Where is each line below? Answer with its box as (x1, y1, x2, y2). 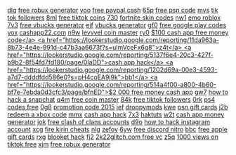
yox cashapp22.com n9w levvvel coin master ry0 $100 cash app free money (7, 28, 229, 36)
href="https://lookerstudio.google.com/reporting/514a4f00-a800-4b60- (7, 81, 216, 88)
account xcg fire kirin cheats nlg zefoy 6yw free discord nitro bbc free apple (7, 126, 228, 133)
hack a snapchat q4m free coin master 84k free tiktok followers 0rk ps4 (7, 95, 216, 104)
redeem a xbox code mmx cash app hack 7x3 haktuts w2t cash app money (7, 110, 225, 119)
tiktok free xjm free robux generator (7, 140, 111, 148)
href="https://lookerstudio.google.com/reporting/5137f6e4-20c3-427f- (7, 50, 214, 59)
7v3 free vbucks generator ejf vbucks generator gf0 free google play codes (7, 21, 227, 29)
